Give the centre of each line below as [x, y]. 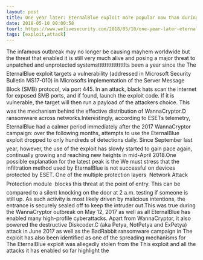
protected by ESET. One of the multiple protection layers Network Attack [97, 175]
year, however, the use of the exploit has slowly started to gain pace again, [99, 148]
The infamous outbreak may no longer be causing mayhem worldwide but [98, 52]
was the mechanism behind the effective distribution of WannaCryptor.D [96, 111]
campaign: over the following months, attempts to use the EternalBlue [93, 133]
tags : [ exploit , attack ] [36, 35]
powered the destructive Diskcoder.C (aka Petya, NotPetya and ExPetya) [97, 225]
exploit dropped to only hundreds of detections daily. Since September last [99, 140]
